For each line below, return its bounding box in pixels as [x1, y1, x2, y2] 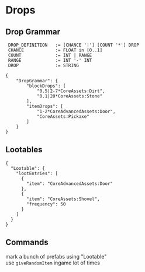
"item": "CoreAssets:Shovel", [26, 196, 100, 202]
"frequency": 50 [26, 201, 66, 207]
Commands [5, 238, 49, 247]
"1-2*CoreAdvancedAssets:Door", [36, 109, 116, 114]
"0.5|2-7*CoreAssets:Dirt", [36, 88, 106, 94]
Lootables [5, 145, 43, 155]
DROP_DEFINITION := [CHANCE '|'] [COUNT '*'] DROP [8, 42, 140, 48]
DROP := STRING [8, 62, 80, 68]
